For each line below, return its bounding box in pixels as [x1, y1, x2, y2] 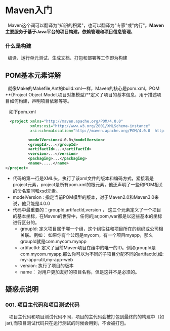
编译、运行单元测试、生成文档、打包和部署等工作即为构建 [7, 55, 127, 61]
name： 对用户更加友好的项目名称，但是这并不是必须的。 [20, 268, 140, 275]
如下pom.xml [9, 109, 36, 115]
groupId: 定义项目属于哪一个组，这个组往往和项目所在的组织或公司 [20, 226, 159, 232]
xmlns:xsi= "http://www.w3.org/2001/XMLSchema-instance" [30, 123, 151, 129]
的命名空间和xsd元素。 [12, 188, 61, 194]
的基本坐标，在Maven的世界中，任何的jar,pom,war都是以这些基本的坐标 [12, 213, 162, 219]
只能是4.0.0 [26, 200, 51, 206]
